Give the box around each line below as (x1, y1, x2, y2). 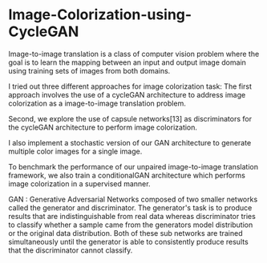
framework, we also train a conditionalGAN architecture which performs (8, 170, 246, 180)
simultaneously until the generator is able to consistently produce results (8, 237, 249, 246)
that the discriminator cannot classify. (8, 245, 133, 255)
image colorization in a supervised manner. (8, 178, 151, 189)
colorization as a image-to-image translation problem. (8, 98, 186, 108)
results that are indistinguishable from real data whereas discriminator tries (8, 211, 257, 221)
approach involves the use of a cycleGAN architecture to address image (8, 90, 246, 99)
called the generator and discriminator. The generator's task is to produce (8, 202, 253, 213)
